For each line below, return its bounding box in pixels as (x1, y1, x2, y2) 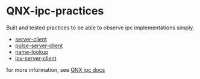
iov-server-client (14, 54, 57, 62)
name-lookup (14, 48, 49, 55)
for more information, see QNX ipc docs (6, 66, 105, 73)
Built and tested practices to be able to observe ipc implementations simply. (6, 24, 195, 31)
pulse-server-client (14, 42, 63, 49)
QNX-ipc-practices (6, 4, 104, 18)
